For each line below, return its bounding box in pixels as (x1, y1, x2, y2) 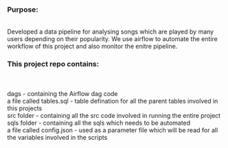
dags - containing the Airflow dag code (7, 89, 118, 97)
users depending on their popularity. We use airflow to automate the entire (7, 35, 218, 43)
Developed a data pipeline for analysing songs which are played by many (7, 27, 214, 36)
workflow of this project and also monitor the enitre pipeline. (7, 42, 178, 51)
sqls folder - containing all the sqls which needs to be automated (7, 119, 191, 127)
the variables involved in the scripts (7, 133, 108, 141)
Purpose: (7, 5, 39, 14)
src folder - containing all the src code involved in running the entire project (7, 111, 221, 119)
